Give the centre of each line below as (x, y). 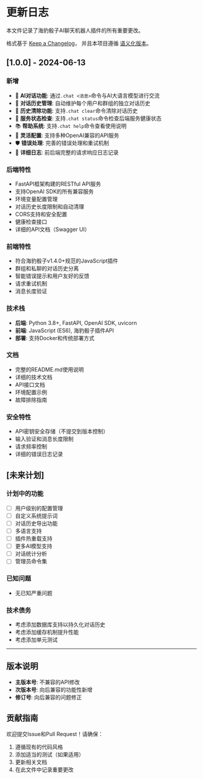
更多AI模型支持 (34, 546)
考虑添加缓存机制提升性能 (47, 632)
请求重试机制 (31, 284)
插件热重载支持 (34, 539)
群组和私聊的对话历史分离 (47, 269)
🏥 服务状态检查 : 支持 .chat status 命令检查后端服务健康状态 (88, 118)
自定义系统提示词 (36, 515)
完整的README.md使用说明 (49, 369)
